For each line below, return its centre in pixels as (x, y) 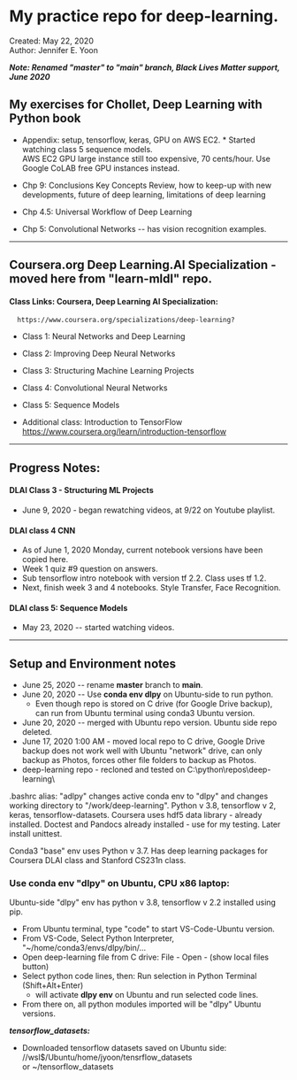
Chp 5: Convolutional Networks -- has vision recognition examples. (144, 228)
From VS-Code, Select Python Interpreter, (98, 938)
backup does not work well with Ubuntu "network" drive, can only (142, 751)
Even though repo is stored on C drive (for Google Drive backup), (154, 704)
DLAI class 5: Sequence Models (69, 607)
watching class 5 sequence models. (87, 149)
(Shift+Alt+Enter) (53, 985)
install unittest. (36, 834)
